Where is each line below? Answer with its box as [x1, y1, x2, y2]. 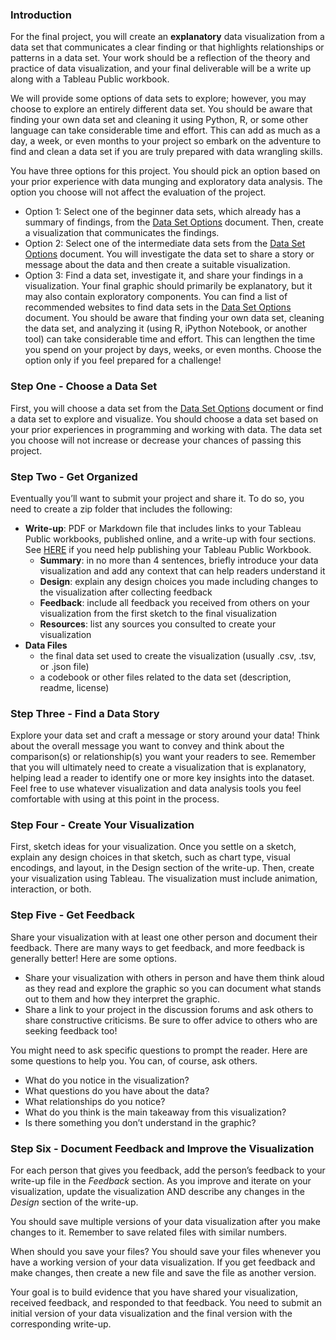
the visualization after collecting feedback [39, 586, 213, 598]
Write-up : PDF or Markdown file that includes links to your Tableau [24, 522, 302, 534]
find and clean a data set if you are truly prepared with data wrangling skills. [10, 146, 323, 158]
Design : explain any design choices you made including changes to [39, 575, 319, 587]
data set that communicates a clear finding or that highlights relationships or [10, 41, 325, 53]
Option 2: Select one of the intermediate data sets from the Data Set [24, 238, 306, 250]
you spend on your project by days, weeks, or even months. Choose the [24, 344, 322, 356]
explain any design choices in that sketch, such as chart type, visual [10, 851, 291, 863]
